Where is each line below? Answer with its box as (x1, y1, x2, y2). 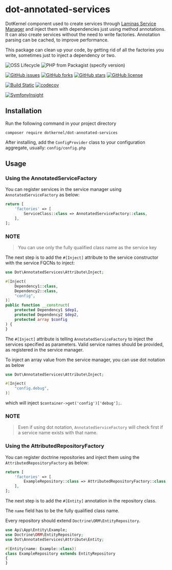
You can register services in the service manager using (5, 186, 122, 192)
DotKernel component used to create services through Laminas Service (5, 20, 157, 27)
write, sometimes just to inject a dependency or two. (5, 52, 116, 58)
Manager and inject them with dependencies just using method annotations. (5, 26, 166, 32)
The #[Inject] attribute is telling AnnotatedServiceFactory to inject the (5, 336, 154, 342)
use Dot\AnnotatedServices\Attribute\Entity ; (5, 537, 104, 542)
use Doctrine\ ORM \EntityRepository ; (5, 532, 83, 537)
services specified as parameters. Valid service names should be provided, (5, 341, 164, 347)
